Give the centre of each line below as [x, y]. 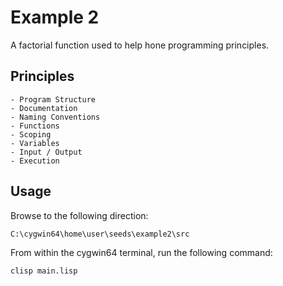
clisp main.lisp [44, 271]
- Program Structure [53, 99]
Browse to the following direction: [79, 215]
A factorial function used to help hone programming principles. [140, 45]
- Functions [35, 126]
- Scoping [31, 134]
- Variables [35, 143]
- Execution [35, 161]
